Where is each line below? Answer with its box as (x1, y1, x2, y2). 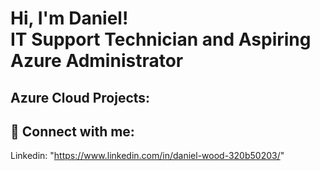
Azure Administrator (10, 50, 184, 72)
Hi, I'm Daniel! (10, 7, 129, 30)
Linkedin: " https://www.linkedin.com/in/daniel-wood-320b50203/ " (10, 150, 285, 162)
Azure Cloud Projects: (10, 89, 151, 106)
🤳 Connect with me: (10, 123, 135, 140)
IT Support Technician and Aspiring (10, 28, 312, 51)
